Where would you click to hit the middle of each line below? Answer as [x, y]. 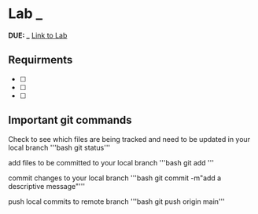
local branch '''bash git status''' [59, 147]
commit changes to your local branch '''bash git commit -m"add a [115, 178]
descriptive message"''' [46, 186]
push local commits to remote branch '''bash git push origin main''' [117, 201]
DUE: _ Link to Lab [38, 35]
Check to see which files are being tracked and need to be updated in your [129, 139]
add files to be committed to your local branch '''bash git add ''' [111, 162]
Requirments [41, 60]
